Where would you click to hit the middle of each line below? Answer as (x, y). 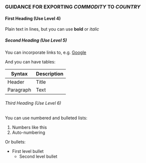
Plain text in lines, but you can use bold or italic (52, 29)
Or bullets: (15, 142)
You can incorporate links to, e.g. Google (46, 52)
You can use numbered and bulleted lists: (46, 118)
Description (50, 74)
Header (16, 82)
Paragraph (19, 90)
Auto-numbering (29, 132)
